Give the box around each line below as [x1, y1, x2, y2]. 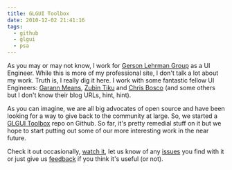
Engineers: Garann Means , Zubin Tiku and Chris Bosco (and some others [7, 84, 216, 92]
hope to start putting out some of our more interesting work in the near [7, 126, 209, 135]
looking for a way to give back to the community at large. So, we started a [7, 112, 218, 120]
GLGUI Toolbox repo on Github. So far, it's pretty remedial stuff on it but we [7, 119, 222, 127]
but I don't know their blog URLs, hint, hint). [7, 91, 132, 99]
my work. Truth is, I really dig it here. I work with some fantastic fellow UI [7, 76, 215, 84]
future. [7, 134, 26, 142]
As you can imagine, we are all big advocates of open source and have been [7, 105, 225, 112]
